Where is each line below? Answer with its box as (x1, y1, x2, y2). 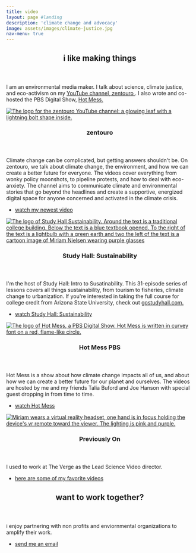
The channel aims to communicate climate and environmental (26, 182, 177, 189)
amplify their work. (6, 529, 52, 536)
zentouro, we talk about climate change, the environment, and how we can (6, 163, 189, 170)
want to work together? (55, 492, 144, 502)
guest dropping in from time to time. (6, 391, 94, 398)
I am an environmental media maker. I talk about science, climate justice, (6, 83, 184, 90)
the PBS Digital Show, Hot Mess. (24, 96, 104, 103)
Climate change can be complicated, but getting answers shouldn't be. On (6, 157, 188, 164)
